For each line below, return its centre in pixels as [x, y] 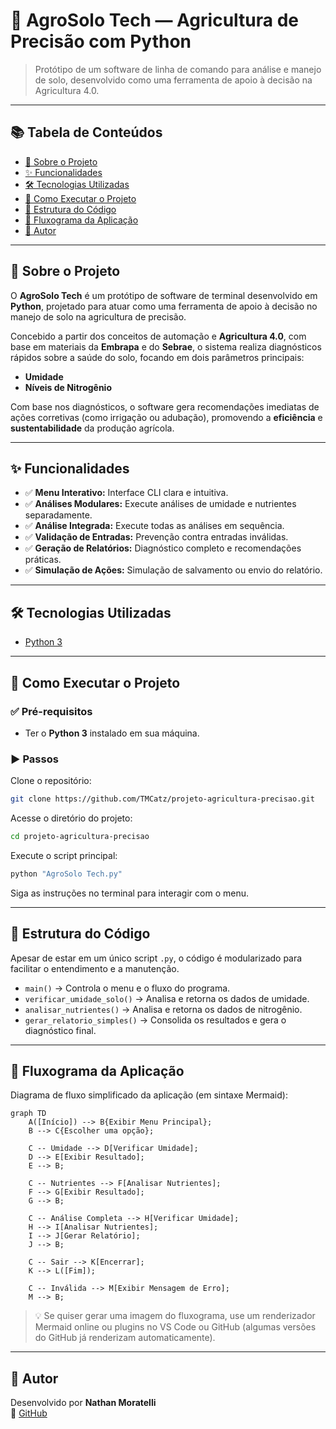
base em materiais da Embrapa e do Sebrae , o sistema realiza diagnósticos [166, 346]
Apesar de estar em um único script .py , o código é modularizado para [156, 958]
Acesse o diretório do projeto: [71, 818]
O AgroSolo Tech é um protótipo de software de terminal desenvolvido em [164, 295]
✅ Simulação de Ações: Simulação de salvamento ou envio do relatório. [173, 570]
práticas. [43, 560]
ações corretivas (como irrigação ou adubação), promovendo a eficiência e [166, 417]
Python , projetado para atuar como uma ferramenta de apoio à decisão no [164, 306]
